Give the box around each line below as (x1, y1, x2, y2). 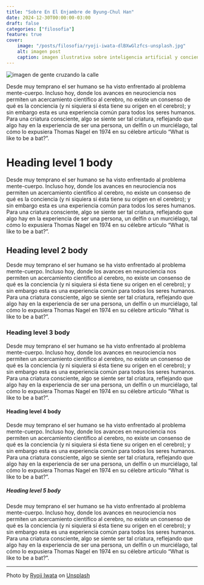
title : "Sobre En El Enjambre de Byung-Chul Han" (6, 9, 135, 15)
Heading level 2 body (6, 245, 88, 256)
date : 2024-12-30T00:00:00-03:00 (6, 15, 91, 21)
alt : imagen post (17, 49, 61, 55)
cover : (6, 37, 23, 43)
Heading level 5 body (6, 487, 61, 494)
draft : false (6, 20, 39, 26)
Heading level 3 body (6, 328, 70, 337)
